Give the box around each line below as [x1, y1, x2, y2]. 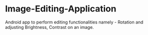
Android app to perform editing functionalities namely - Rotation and [5, 19, 144, 25]
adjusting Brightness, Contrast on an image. [5, 24, 94, 30]
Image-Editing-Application [5, 3, 117, 14]
